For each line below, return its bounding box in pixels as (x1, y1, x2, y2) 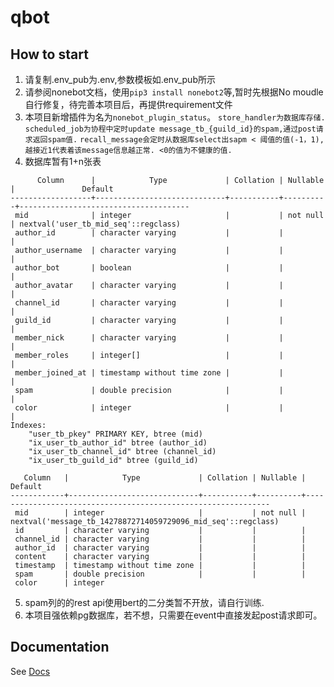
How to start (10, 46, 89, 63)
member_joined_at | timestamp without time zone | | (14, 368, 284, 378)
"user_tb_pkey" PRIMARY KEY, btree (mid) (28, 429, 203, 439)
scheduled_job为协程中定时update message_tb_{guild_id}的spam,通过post (24, 124, 317, 134)
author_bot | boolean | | (14, 263, 284, 273)
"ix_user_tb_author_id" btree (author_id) (28, 438, 208, 448)
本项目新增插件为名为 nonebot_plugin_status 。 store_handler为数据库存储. (24, 111, 326, 123)
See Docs (10, 665, 51, 677)
